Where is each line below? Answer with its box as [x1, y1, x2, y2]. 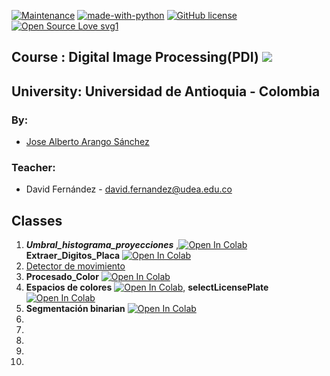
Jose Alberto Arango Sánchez [25, 136, 150, 148]
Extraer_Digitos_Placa [25, 250, 121, 262]
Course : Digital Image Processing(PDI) [11, 49, 259, 66]
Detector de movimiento [25, 260, 126, 272]
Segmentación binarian [25, 303, 126, 315]
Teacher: [11, 161, 56, 174]
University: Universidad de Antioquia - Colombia [11, 83, 321, 100]
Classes [11, 212, 63, 229]
